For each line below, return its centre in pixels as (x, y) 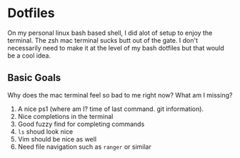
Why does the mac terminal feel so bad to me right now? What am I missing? (120, 95)
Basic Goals (34, 78)
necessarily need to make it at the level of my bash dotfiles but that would (116, 48)
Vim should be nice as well (57, 139)
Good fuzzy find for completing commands (81, 124)
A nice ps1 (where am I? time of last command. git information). (111, 109)
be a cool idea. (29, 56)
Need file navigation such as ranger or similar (84, 147)
